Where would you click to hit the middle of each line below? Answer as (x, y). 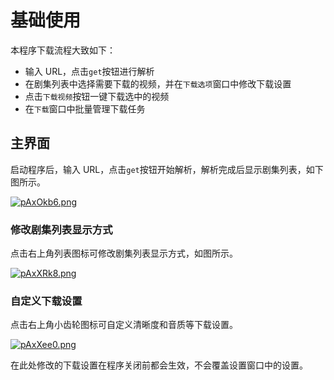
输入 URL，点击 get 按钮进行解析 (89, 71)
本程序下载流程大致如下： (63, 50)
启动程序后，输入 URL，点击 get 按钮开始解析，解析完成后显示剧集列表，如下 (167, 169)
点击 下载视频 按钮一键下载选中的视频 (97, 96)
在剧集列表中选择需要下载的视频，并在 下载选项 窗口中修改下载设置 (158, 83)
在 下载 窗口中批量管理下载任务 (85, 108)
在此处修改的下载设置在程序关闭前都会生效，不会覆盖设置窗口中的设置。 (159, 365)
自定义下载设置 (46, 301)
